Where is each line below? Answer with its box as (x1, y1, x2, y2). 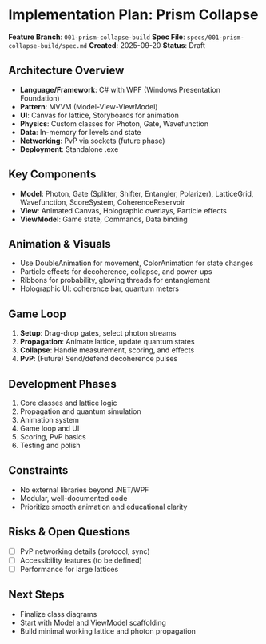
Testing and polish (19, 441, 81, 450)
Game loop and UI (19, 423, 80, 433)
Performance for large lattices (19, 564, 119, 574)
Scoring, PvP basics (19, 432, 86, 441)
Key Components (8, 168, 97, 181)
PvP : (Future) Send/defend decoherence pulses (19, 354, 178, 364)
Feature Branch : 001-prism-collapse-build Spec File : (8, 32, 185, 42)
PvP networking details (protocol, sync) (19, 546, 150, 556)
